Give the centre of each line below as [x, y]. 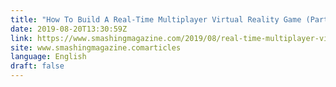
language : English [48, 57]
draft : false [37, 66]
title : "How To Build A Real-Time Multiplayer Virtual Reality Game [156, 19]
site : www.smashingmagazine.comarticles [96, 47]
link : [21, 38]
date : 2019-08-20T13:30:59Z [69, 29]
